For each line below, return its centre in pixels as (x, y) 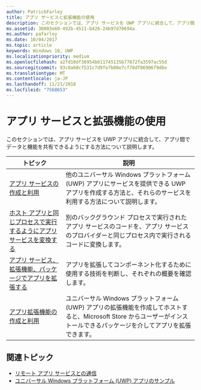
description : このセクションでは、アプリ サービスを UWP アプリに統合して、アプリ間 (100, 23)
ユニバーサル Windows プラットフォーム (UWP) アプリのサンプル (95, 380)
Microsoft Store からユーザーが (127, 316)
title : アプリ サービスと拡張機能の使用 (50, 17)
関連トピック (30, 358)
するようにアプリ (33, 230)
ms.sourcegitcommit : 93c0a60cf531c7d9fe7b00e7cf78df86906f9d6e (87, 67)
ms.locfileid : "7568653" (37, 90)
